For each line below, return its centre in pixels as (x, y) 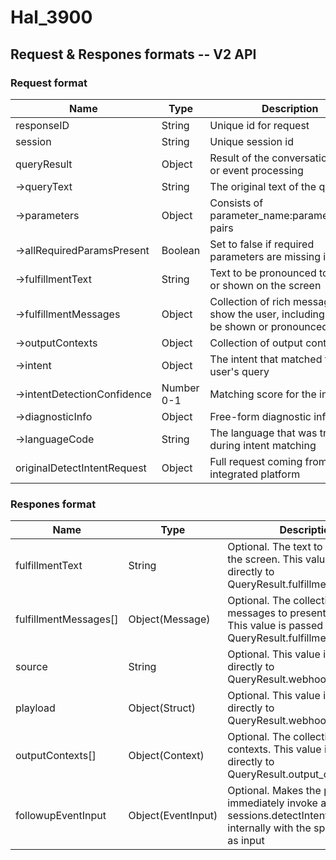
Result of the (239, 158)
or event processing (256, 170)
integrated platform (255, 474)
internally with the (269, 828)
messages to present (277, 613)
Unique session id (251, 141)
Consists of (236, 203)
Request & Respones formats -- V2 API (133, 54)
